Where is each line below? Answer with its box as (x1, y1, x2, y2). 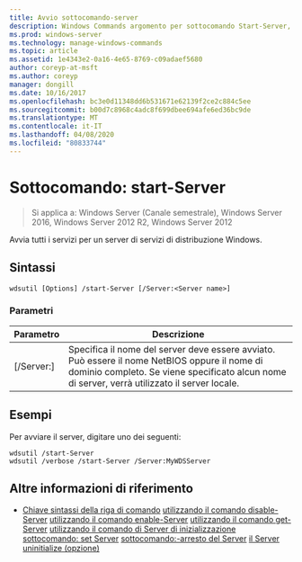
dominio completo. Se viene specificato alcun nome (67, 365, 287, 378)
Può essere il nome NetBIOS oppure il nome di (67, 354, 263, 367)
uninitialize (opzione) (22, 543, 101, 554)
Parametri (9, 305, 54, 317)
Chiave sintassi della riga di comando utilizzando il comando (22, 504, 246, 515)
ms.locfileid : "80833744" (9, 138, 106, 147)
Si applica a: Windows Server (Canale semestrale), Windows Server (31, 207, 283, 218)
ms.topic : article (9, 47, 78, 56)
